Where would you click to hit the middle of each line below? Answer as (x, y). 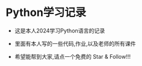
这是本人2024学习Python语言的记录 (60, 31)
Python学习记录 (46, 13)
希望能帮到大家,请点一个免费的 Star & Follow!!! (73, 56)
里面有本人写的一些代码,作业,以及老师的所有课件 (75, 43)
